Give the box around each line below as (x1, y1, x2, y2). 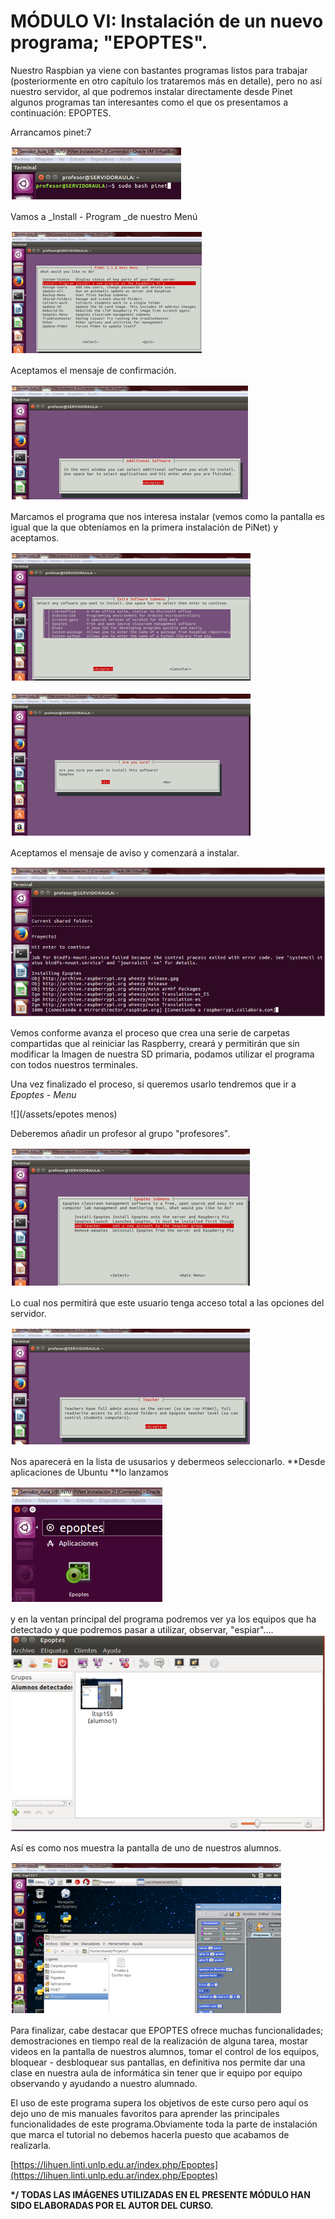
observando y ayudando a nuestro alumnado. (10, 2077, 198, 2089)
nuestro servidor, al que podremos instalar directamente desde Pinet (10, 85, 293, 97)
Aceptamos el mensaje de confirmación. (10, 364, 177, 376)
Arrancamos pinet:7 (10, 126, 92, 138)
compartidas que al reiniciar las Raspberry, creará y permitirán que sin (10, 1038, 300, 1050)
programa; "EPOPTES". (10, 31, 208, 54)
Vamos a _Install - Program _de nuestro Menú (10, 210, 198, 222)
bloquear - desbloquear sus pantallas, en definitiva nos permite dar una (10, 2056, 306, 2068)
